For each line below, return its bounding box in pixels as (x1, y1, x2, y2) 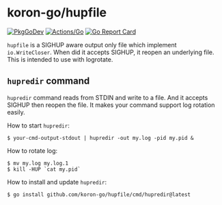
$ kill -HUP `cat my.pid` (7, 166, 81, 173)
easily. (7, 108, 25, 116)
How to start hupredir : (7, 121, 70, 130)
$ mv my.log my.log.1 (7, 160, 69, 167)
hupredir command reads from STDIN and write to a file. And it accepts (7, 93, 208, 101)
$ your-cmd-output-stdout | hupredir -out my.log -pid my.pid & (7, 134, 194, 141)
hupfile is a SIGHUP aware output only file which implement (7, 40, 177, 49)
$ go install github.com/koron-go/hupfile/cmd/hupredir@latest (7, 191, 191, 198)
